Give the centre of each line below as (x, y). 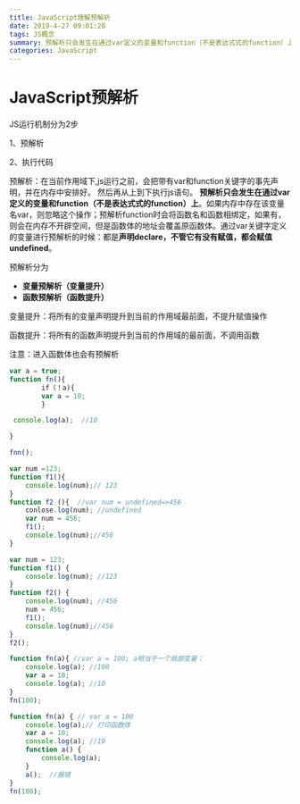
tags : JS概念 (32, 34)
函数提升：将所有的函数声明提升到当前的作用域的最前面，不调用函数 (134, 335)
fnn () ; (21, 453)
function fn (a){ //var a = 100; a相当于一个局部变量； (107, 659)
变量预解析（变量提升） (65, 286)
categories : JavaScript (54, 51)
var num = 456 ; (54, 519)
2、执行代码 (31, 163)
